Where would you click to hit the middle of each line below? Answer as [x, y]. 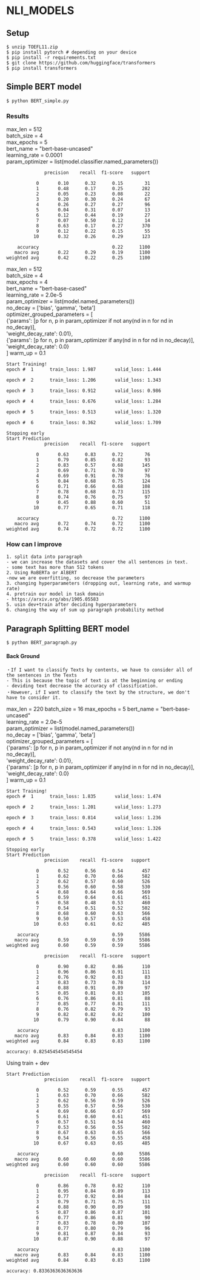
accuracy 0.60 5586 [84, 1154]
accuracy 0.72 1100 [84, 518]
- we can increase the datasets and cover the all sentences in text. [97, 562]
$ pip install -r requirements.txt [51, 58]
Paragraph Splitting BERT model [68, 629]
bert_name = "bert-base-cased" [47, 289]
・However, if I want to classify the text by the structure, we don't [98, 693]
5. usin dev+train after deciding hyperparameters [72, 605]
